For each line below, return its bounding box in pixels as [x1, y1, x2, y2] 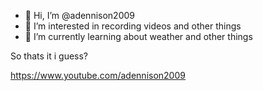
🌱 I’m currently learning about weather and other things [24, 31, 253, 42]
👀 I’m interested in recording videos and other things [24, 20, 242, 32]
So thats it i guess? [10, 50, 89, 62]
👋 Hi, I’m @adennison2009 [24, 10, 135, 21]
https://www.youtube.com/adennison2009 [10, 70, 186, 81]
